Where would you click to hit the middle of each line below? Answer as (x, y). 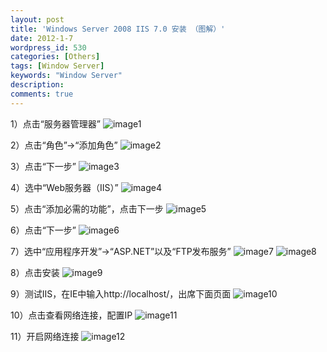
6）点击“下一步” (43, 230)
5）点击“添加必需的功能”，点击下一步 (87, 208)
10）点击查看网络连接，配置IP (71, 315)
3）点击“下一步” (43, 166)
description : (37, 85)
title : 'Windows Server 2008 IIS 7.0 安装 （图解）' (118, 29)
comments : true (42, 94)
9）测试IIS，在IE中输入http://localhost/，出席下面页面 (121, 293)
